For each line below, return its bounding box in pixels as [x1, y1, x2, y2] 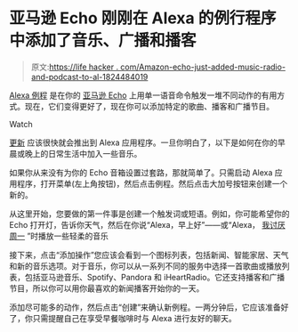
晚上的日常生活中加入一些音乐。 [24, 148, 142, 158]
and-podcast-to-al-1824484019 [30, 71, 149, 82]
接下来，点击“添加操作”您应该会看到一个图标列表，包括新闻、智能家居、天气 [9, 249, 289, 260]
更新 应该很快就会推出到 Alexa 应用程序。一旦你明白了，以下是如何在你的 [9, 137, 278, 148]
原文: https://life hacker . [30, 61, 118, 72]
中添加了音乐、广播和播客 [9, 30, 197, 51]
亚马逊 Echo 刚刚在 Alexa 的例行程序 [9, 8, 277, 28]
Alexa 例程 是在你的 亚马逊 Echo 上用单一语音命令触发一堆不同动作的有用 [9, 90, 278, 101]
